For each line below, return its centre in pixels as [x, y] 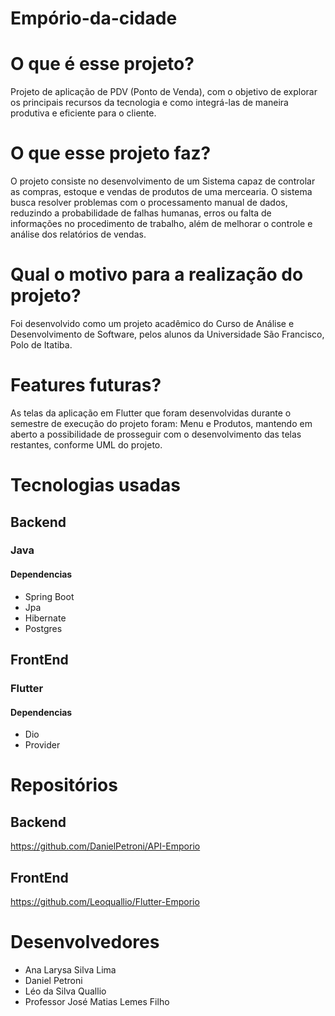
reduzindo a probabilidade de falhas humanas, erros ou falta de [141, 213]
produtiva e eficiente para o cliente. [83, 113]
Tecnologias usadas [95, 485]
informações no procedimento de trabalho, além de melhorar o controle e [161, 224]
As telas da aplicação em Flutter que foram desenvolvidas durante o [151, 413]
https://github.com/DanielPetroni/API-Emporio [105, 846]
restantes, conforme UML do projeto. [86, 444]
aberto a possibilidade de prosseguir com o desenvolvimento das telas [156, 434]
